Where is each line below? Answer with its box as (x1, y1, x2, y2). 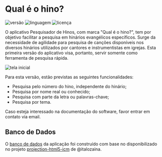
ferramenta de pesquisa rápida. (5, 55, 69, 61)
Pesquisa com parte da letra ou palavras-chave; (12, 94, 109, 100)
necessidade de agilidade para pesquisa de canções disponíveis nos (5, 39, 144, 45)
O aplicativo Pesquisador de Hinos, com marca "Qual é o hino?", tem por (5, 29, 152, 35)
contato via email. (5, 113, 41, 119)
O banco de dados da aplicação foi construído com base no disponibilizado (5, 141, 158, 147)
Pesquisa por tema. (12, 99, 51, 105)
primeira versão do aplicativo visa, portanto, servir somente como (5, 50, 138, 56)
